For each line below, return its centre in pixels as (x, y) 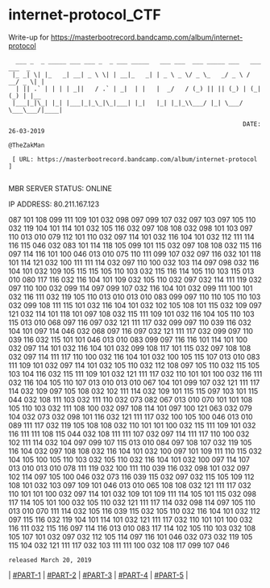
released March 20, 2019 (50, 560)
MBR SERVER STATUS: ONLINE (60, 188)
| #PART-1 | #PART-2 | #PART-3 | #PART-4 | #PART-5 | (98, 575)
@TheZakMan (27, 145)
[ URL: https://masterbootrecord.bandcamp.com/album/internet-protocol (135, 159)
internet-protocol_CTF (85, 15)
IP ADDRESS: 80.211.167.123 (54, 204)
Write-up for (29, 37)
